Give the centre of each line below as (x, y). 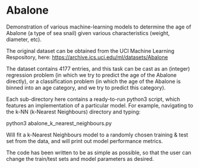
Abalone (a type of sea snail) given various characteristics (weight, (88, 33)
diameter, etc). (24, 39)
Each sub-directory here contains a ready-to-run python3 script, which (93, 99)
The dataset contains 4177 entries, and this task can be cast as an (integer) (98, 68)
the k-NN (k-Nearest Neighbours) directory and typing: (73, 112)
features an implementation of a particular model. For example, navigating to (100, 105)
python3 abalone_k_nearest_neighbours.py (59, 123)
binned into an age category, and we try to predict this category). (86, 87)
